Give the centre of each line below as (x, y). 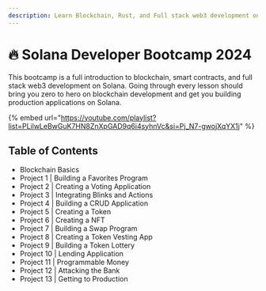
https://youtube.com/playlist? (108, 117)
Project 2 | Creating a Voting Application (85, 187)
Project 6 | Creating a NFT (62, 220)
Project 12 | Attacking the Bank (70, 270)
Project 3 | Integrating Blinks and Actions (86, 195)
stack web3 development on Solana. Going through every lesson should (125, 85)
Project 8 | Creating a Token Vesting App (86, 237)
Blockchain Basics (49, 170)
